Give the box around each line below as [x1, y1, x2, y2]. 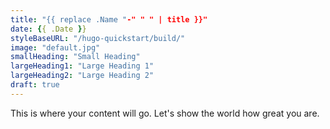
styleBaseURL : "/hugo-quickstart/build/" [10, 33, 186, 43]
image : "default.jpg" [10, 42, 101, 53]
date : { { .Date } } [10, 24, 87, 34]
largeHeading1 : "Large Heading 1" [10, 61, 155, 71]
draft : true [10, 80, 60, 90]
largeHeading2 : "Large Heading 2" [10, 71, 155, 81]
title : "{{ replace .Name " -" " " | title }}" [10, 14, 208, 25]
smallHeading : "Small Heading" [10, 52, 141, 62]
